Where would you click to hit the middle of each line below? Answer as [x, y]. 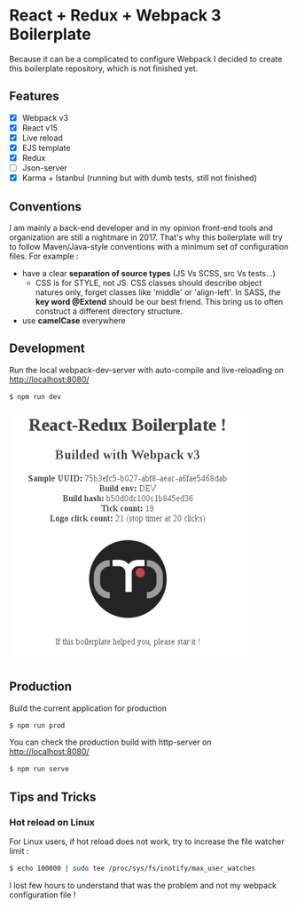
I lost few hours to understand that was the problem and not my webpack [143, 885]
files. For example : [44, 256]
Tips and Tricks [53, 797]
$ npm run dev [35, 396]
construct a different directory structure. [109, 311]
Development [47, 349]
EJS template [46, 148]
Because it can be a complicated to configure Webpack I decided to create [146, 59]
